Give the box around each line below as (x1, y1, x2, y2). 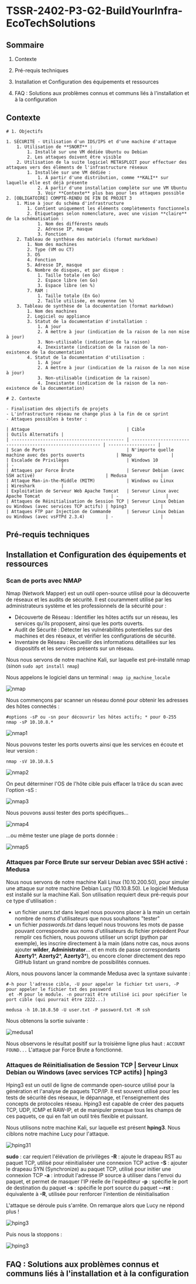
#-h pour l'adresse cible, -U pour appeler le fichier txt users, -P (6, 982, 180, 988)
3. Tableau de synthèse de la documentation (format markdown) (16, 303, 174, 309)
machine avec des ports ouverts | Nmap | (6, 452, 174, 458)
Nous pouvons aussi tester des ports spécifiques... (6, 809, 129, 816)
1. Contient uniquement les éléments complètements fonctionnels (27, 205, 190, 211)
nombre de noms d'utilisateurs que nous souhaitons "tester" (14, 915, 160, 922)
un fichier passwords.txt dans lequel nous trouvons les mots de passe (14, 921, 184, 928)
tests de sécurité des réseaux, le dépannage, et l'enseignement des (6, 1094, 170, 1101)
